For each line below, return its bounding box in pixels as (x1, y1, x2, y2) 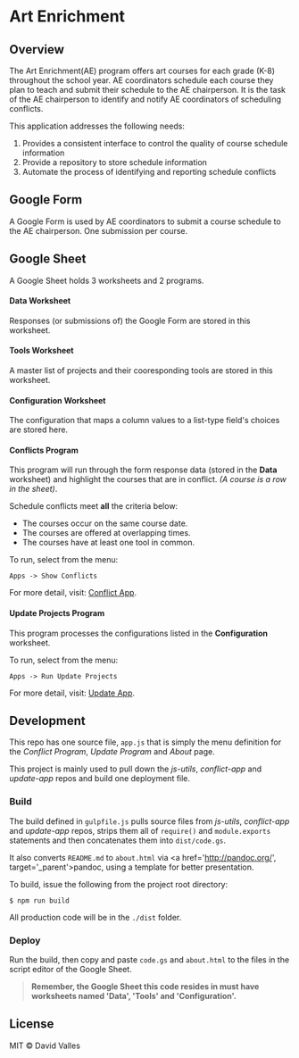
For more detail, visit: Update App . (9, 687, 136, 698)
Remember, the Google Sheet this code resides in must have (30, 981, 260, 992)
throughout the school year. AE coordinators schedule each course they (9, 75, 274, 86)
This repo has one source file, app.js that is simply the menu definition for (9, 737, 282, 747)
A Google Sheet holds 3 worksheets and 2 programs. (9, 275, 204, 286)
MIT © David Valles (9, 1040, 80, 1051)
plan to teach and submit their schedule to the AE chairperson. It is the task (9, 85, 287, 95)
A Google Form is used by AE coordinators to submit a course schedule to (9, 216, 281, 227)
